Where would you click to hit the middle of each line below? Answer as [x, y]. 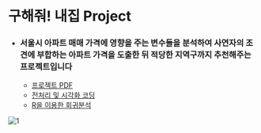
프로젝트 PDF [52, 85]
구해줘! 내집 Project [70, 16]
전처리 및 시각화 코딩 [63, 95]
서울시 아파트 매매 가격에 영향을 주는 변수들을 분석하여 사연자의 [132, 43]
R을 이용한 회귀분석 [61, 105]
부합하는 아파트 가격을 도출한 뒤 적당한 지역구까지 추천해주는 [144, 55]
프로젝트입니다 [46, 66]
